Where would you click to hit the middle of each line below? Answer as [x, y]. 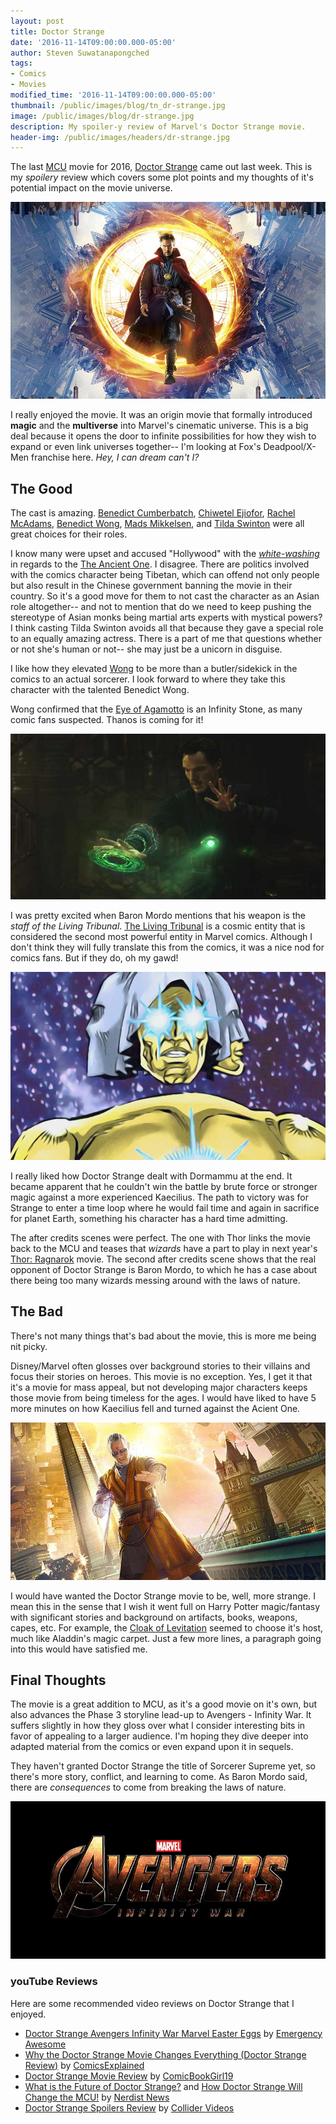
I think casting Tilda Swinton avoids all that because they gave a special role [167, 628]
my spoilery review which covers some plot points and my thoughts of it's [162, 177]
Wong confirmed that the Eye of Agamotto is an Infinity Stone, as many [156, 709]
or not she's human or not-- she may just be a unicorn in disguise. [146, 649]
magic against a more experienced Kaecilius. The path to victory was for [159, 1197]
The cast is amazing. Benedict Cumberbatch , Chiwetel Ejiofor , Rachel [153, 513]
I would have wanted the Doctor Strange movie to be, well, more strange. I [163, 1596]
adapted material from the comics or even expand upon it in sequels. [152, 1747]
